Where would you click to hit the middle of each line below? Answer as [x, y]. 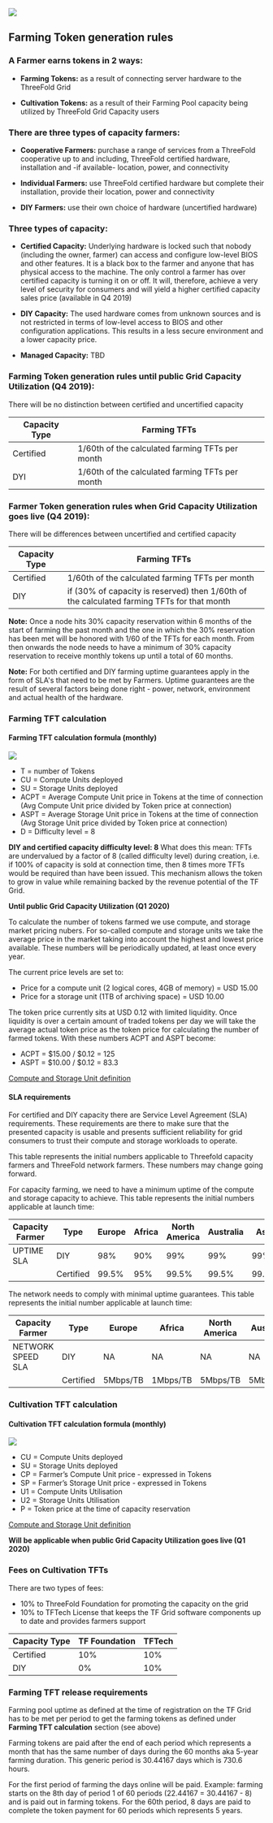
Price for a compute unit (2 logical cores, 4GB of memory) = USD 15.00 [139, 988]
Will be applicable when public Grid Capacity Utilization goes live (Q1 [127, 1540]
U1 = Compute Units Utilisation [71, 1492]
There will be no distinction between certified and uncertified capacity [126, 404]
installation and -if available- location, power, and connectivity [124, 167]
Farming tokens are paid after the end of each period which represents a [130, 1743]
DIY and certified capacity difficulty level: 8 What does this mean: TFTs [130, 847]
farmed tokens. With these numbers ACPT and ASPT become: [112, 1038]
